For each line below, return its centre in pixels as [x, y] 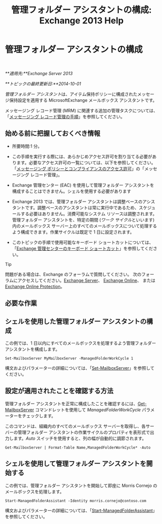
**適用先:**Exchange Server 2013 [39, 73]
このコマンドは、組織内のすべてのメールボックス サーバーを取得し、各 [75, 426]
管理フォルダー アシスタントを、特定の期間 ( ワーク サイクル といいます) [83, 220]
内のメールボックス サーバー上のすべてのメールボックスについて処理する [84, 226]
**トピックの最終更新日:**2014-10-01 [43, 84]
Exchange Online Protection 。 [35, 286]
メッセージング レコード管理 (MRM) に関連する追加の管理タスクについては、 [81, 111]
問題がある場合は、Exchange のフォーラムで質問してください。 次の [73, 274]
